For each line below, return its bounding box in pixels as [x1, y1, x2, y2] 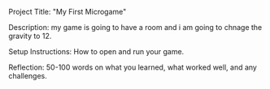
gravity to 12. [8, 32, 52, 40]
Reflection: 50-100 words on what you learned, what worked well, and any [8, 62, 258, 72]
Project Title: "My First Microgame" [8, 7, 127, 16]
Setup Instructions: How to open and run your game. [8, 47, 185, 56]
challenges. [8, 71, 47, 80]
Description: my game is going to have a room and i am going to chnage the [8, 23, 263, 32]
